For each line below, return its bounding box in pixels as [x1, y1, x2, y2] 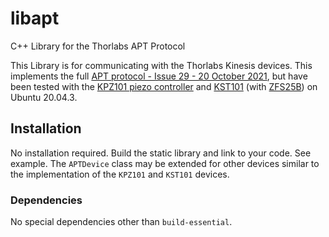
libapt [10, 7, 60, 30]
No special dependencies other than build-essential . [10, 216, 233, 228]
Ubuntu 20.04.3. [10, 91, 78, 103]
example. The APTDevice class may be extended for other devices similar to [10, 157, 320, 169]
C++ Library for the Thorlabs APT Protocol [10, 40, 186, 52]
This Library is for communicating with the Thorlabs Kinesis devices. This [10, 59, 313, 71]
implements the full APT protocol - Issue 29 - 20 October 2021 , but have [10, 70, 308, 82]
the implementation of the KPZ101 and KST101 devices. [10, 168, 230, 180]
